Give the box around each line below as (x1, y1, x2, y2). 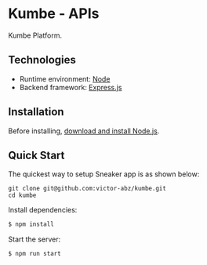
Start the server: (8, 234, 61, 244)
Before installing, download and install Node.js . (8, 126, 160, 136)
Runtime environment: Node (19, 74, 111, 83)
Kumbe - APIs (8, 5, 100, 23)
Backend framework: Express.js (19, 82, 122, 92)
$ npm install (8, 220, 55, 228)
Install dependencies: (8, 205, 78, 215)
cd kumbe (8, 191, 37, 200)
